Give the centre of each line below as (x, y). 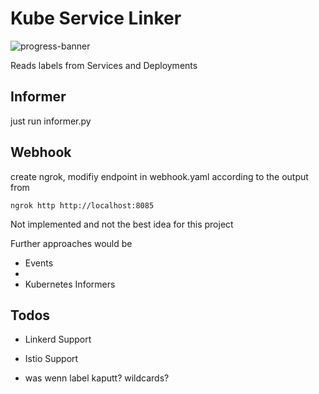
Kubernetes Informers (70, 284)
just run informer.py (51, 121)
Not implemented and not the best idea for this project (122, 224)
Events (39, 263)
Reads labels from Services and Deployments (104, 65)
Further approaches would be (71, 243)
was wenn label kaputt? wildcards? (97, 378)
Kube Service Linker (96, 18)
